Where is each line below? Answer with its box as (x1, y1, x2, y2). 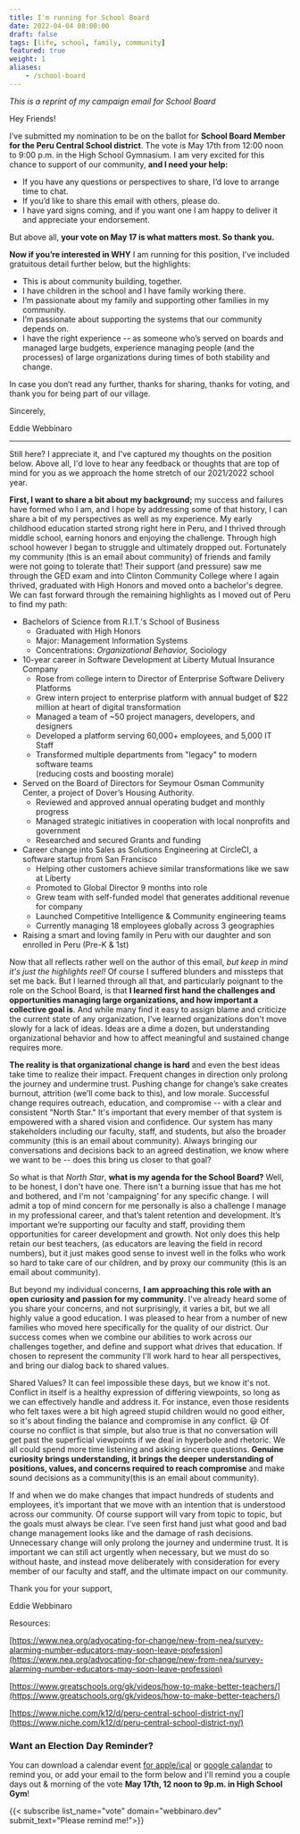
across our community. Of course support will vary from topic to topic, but (9, 1509, 283, 1519)
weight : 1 (9, 55, 46, 63)
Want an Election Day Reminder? (9, 1739, 154, 1752)
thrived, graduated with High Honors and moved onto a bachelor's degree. (9, 579, 284, 590)
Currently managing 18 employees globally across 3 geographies (35, 920, 275, 931)
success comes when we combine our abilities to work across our (9, 1331, 253, 1342)
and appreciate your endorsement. (21, 214, 150, 224)
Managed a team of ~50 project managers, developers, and (35, 711, 255, 722)
